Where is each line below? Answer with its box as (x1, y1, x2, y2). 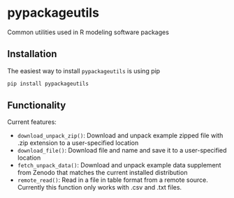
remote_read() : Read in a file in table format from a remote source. (17, 176, 208, 184)
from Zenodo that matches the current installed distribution (17, 169, 188, 177)
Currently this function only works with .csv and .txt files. (17, 183, 182, 192)
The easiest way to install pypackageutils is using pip (7, 66, 161, 75)
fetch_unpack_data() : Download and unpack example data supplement (17, 161, 221, 169)
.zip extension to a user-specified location (17, 139, 139, 147)
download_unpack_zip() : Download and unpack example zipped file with (17, 131, 224, 140)
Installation (7, 48, 57, 60)
